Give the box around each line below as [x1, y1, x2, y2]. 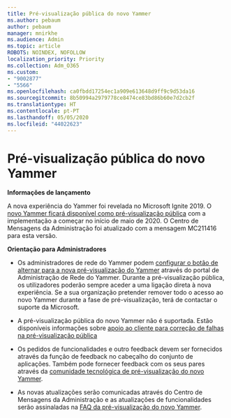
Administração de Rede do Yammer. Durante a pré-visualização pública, [17, 274, 225, 282]
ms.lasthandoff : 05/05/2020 [7, 114, 89, 121]
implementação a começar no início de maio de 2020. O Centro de [7, 217, 199, 225]
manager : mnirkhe [7, 29, 58, 37]
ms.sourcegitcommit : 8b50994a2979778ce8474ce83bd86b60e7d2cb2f [7, 95, 195, 102]
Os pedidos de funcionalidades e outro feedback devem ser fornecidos [17, 345, 223, 353]
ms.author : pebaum [7, 17, 61, 24]
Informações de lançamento [7, 188, 91, 197]
